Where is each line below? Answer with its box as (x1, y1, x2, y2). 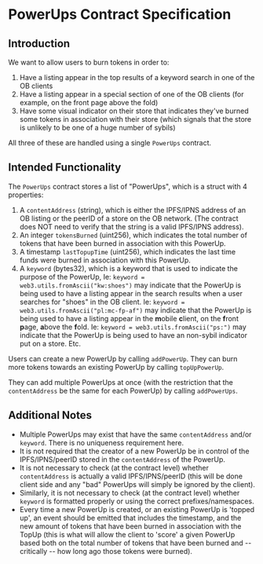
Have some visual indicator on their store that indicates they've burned (19, 106, 249, 115)
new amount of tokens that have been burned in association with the (19, 521, 242, 531)
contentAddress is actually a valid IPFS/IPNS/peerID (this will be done (19, 471, 243, 481)
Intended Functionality (8, 161, 122, 174)
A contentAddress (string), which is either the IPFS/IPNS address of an (19, 205, 246, 214)
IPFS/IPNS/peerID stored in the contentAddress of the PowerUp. (19, 454, 226, 464)
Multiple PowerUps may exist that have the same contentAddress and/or (19, 430, 252, 439)
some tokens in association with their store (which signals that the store (19, 115, 252, 123)
